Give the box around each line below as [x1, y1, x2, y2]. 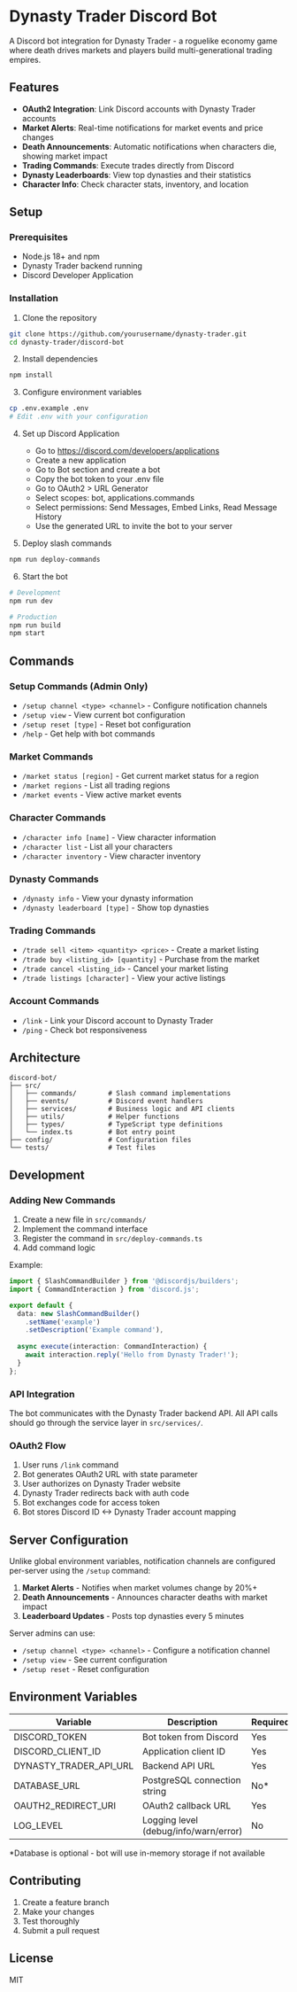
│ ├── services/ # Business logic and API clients [9, 1105, 236, 1114]
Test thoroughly [21, 1916, 80, 1926]
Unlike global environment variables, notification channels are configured [9, 1556, 276, 1567]
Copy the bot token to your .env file [34, 474, 164, 485]
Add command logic [21, 1242, 95, 1253]
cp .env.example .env [9, 404, 89, 413]
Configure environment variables [21, 387, 142, 398]
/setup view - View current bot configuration [21, 710, 186, 720]
